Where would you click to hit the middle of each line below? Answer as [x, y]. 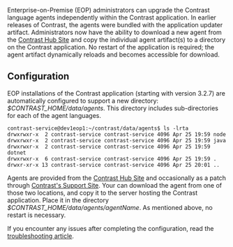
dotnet [17, 153]
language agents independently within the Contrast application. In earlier [112, 17]
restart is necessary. [37, 215]
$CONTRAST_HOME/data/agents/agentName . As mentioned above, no [110, 207]
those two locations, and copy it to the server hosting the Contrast [102, 193]
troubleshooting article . [41, 236]
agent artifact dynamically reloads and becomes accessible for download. [113, 54]
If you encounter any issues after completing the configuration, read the [111, 228]
